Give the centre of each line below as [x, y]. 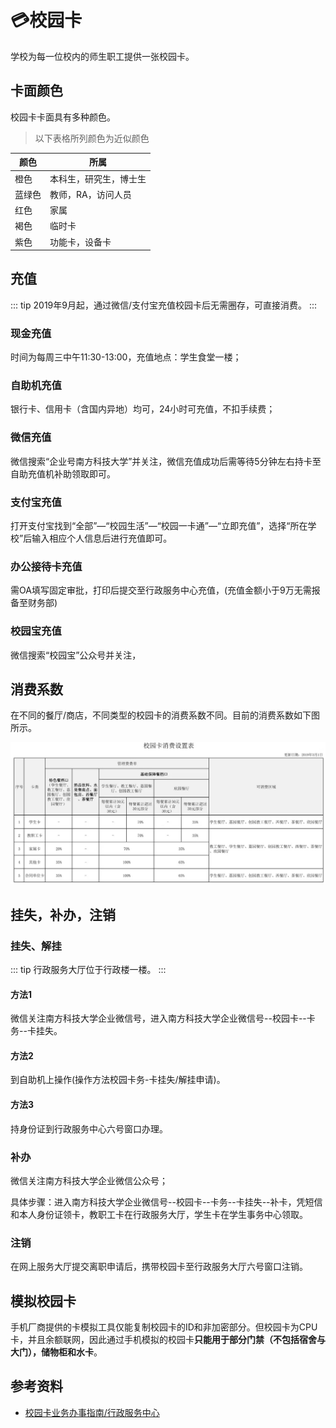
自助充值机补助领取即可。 [63, 473]
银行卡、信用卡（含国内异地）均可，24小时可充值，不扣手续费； [143, 409]
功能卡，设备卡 [80, 242]
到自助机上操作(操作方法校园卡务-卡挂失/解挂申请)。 [118, 1080]
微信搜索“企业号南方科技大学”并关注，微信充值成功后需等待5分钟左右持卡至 [166, 461]
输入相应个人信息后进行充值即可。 [102, 538]
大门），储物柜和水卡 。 [56, 1352]
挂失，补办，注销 [63, 914]
